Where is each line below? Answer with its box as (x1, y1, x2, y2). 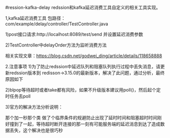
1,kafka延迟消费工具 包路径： (5, 15, 66, 21)
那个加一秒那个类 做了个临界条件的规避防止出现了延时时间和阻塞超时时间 (5, 115, 157, 120)
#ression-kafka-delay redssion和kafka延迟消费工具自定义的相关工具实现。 (5, 5, 161, 10)
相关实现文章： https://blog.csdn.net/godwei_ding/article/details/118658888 (5, 53, 162, 59)
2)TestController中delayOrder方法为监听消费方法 (5, 42, 107, 48)
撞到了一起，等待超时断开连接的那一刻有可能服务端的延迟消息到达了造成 (9, 121, 160, 127)
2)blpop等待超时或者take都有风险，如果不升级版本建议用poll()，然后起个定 (5, 87, 161, 93)
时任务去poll (5, 93, 31, 99)
